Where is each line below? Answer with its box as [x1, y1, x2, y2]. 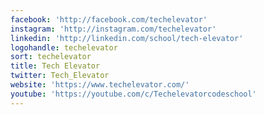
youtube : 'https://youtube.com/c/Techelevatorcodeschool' [10, 89, 257, 99]
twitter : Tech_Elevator [10, 71, 110, 81]
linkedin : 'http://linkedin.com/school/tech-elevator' [10, 33, 244, 43]
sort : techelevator [10, 52, 92, 62]
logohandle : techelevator [10, 42, 118, 53]
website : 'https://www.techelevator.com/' [10, 80, 190, 90]
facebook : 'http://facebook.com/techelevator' [10, 14, 208, 25]
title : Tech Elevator [10, 61, 101, 71]
